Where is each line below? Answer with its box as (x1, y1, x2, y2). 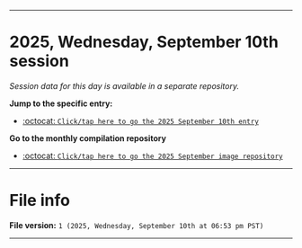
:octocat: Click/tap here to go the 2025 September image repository (22, 150, 283, 161)
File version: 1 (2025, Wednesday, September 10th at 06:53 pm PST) (9, 219, 264, 230)
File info (9, 190, 70, 211)
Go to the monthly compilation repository (9, 132, 166, 144)
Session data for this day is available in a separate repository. (9, 80, 240, 91)
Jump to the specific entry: (9, 98, 113, 109)
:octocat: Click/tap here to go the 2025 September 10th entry (22, 115, 259, 126)
